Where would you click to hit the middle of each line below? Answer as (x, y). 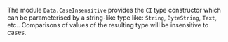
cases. (17, 32)
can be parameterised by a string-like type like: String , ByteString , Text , (112, 17)
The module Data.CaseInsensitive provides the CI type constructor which (114, 10)
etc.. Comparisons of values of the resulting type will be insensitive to (108, 25)
